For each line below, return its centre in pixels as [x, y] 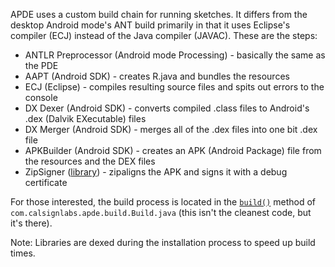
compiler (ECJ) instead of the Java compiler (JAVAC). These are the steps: [164, 35]
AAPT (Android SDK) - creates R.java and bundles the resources [157, 76]
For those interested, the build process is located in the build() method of [163, 202]
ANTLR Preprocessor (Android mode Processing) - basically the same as [175, 55]
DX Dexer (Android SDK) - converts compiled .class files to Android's [167, 108]
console [41, 97]
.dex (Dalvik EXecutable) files [85, 118]
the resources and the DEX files [90, 161]
